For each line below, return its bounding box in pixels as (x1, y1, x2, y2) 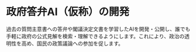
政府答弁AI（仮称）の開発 (6, 5, 130, 18)
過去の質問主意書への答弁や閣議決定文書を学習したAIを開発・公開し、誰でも (6, 25, 191, 32)
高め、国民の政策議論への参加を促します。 (21, 40, 124, 47)
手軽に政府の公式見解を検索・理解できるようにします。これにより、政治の (6, 32, 185, 39)
